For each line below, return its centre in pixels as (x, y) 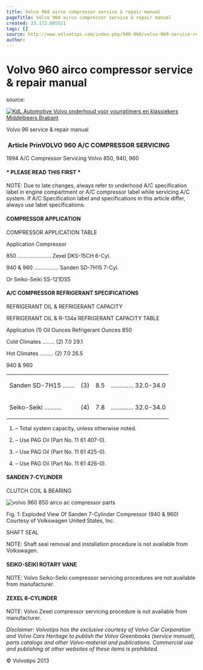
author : (16, 40)
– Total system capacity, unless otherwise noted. (76, 428)
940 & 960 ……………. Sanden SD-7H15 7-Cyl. (63, 268)
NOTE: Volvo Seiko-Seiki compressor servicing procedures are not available (101, 578)
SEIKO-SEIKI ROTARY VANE (42, 564)
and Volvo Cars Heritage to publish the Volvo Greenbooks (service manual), (101, 636)
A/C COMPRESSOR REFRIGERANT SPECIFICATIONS (72, 293)
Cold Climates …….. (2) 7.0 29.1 (45, 341)
